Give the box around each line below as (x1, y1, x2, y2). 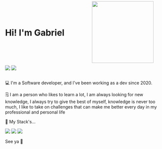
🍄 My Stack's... (5, 119, 36, 125)
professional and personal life (5, 109, 65, 115)
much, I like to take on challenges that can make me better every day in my (5, 104, 157, 110)
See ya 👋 (5, 139, 24, 145)
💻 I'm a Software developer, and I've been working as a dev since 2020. (5, 80, 153, 86)
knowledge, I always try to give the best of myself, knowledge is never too (5, 99, 156, 105)
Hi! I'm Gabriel (5, 27, 65, 38)
